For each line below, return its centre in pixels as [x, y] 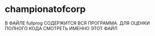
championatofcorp [45, 9]
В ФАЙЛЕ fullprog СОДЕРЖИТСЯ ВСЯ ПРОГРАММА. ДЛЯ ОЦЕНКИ [77, 23]
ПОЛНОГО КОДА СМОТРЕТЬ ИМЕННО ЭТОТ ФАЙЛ [61, 28]
